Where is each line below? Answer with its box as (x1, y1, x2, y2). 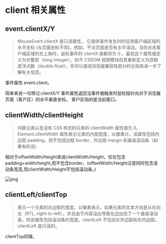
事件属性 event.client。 (5, 80, 52, 86)
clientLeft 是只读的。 (17, 223, 59, 229)
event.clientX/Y (5, 24, 55, 33)
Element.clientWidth (17, 131, 58, 137)
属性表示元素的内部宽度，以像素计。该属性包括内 (59, 131, 160, 137)
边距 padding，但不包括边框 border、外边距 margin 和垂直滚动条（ (17, 137, 154, 143)
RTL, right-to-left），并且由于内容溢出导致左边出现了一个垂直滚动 (26, 210, 159, 216)
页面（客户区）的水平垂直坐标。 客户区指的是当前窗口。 (5, 97, 119, 102)
